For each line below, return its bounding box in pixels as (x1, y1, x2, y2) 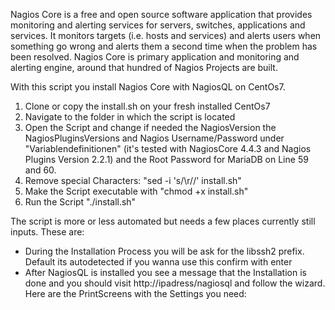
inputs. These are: (10, 226, 85, 238)
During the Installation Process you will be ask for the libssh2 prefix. (24, 245, 305, 257)
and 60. (24, 164, 57, 176)
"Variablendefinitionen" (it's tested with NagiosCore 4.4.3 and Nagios (24, 143, 312, 154)
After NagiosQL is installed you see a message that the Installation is (24, 267, 307, 278)
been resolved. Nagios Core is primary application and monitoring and (10, 51, 300, 63)
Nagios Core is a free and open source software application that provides (10, 9, 313, 20)
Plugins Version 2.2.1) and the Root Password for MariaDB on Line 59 (24, 154, 309, 165)
